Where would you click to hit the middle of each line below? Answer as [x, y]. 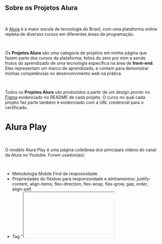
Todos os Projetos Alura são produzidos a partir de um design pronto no [77, 92]
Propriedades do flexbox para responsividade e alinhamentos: [74, 179]
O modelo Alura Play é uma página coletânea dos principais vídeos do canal [81, 150]
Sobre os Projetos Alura [41, 8]
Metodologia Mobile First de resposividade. [55, 173]
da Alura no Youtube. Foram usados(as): [45, 155]
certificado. [16, 107]
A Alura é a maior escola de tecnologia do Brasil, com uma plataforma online [81, 29]
